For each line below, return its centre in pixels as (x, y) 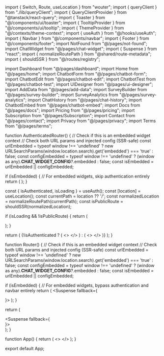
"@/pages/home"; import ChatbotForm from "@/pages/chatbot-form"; (76, 74)
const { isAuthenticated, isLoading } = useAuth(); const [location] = (73, 191)
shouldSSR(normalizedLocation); (38, 206)
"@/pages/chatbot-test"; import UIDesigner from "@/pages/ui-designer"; (79, 84)
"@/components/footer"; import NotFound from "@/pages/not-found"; (76, 43)
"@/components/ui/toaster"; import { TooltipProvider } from (65, 23)
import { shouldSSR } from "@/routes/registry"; (53, 59)
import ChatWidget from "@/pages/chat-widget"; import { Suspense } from (81, 49)
